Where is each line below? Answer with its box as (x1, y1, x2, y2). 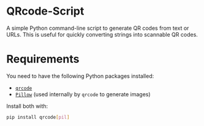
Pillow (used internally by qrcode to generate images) (15, 90, 151, 98)
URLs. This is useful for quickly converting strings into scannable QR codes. (6, 30, 198, 38)
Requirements (6, 52, 80, 66)
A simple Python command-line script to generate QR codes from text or (6, 24, 189, 32)
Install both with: (6, 102, 48, 110)
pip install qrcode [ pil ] (6, 114, 70, 120)
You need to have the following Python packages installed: (6, 72, 154, 80)
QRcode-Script (6, 4, 85, 18)
